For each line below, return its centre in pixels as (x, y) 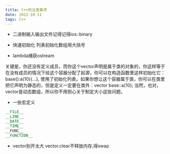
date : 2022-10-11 (24, 15)
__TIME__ (14, 126)
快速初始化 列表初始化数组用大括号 (49, 45)
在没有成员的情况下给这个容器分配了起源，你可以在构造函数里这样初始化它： (85, 73)
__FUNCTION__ (19, 135)
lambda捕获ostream (33, 56)
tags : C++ (16, 19)
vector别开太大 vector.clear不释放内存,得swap (61, 146)
